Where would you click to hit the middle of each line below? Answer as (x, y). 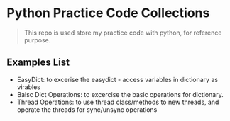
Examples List (38, 63)
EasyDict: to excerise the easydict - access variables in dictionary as (117, 79)
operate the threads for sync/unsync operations (87, 109)
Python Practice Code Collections (108, 13)
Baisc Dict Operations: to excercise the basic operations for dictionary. (120, 94)
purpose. (37, 40)
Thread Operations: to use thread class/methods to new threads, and (118, 102)
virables (28, 87)
